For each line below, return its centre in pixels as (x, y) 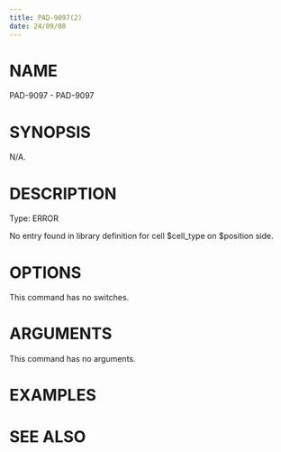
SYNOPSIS (50, 132)
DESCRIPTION (63, 194)
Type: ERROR (34, 218)
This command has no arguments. (73, 359)
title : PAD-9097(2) (46, 18)
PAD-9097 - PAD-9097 (52, 96)
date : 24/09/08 (38, 26)
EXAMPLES (53, 396)
